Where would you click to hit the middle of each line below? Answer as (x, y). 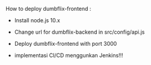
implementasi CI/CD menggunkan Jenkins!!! (69, 55)
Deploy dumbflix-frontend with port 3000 (66, 44)
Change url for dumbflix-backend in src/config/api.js (79, 32)
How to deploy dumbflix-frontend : (48, 9)
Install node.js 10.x (37, 20)
